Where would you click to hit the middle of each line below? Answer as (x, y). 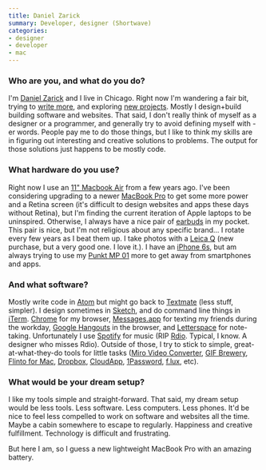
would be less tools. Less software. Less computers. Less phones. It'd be (129, 408)
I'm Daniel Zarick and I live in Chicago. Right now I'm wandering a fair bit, (129, 98)
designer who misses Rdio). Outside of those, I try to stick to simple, (121, 344)
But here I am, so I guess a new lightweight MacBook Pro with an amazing (130, 449)
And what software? (48, 285)
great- (244, 344)
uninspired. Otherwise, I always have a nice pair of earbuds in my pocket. (129, 221)
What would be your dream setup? (77, 382)
